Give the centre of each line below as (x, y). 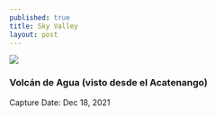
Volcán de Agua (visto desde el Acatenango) (109, 83)
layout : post (34, 34)
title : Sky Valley (44, 26)
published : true (40, 18)
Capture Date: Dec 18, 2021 (60, 102)
